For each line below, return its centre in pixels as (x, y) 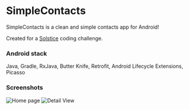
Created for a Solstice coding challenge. (55, 38)
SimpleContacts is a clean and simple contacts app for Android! (83, 27)
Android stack (27, 53)
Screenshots (25, 88)
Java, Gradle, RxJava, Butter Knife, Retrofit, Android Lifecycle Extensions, (94, 66)
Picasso (16, 73)
